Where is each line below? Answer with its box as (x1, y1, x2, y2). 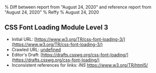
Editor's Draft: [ (11, 52, 42, 57)
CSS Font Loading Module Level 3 (4, 23, 108, 32)
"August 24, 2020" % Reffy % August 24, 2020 (4, 9, 99, 15)
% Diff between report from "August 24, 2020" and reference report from (4, 4, 152, 10)
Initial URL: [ (11, 36, 36, 42)
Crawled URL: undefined (11, 46, 61, 53)
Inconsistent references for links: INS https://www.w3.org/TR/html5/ (11, 62, 148, 68)
